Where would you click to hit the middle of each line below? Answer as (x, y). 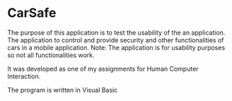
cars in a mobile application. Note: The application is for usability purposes (116, 47)
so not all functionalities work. (51, 55)
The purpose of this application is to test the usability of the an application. (116, 32)
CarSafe (32, 13)
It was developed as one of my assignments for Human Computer (103, 69)
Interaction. (24, 76)
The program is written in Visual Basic (63, 90)
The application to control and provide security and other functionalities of (116, 40)
